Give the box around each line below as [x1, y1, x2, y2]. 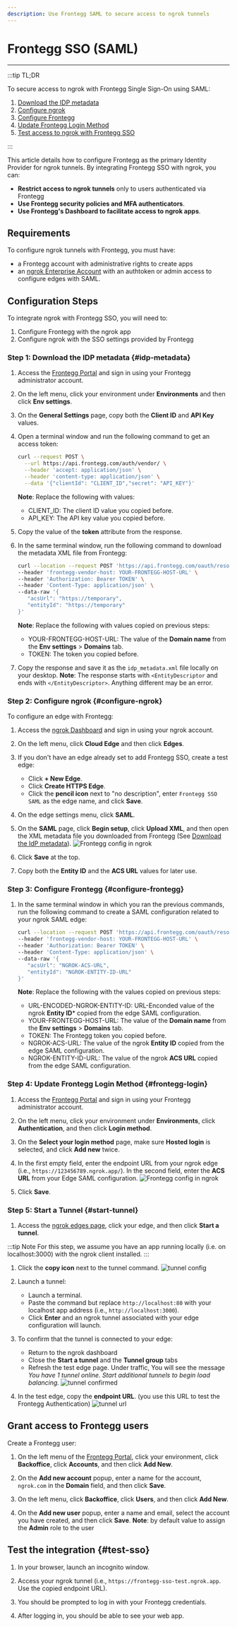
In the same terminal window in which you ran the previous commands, [17, 900, 225, 909]
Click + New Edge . [28, 774, 83, 783]
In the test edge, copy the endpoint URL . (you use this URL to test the [17, 1392, 220, 1401]
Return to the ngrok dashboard [28, 1349, 118, 1357]
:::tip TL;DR [7, 71, 40, 79]
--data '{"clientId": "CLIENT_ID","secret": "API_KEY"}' [24, 480, 195, 487]
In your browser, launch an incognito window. [17, 1563, 150, 1571]
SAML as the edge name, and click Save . [28, 797, 143, 805]
